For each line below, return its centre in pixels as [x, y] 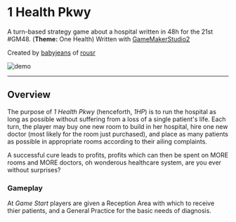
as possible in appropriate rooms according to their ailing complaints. [107, 141]
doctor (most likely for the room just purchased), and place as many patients [118, 134]
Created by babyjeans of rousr [52, 53]
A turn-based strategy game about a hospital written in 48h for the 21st [110, 32]
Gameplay [25, 188]
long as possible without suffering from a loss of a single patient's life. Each [117, 119]
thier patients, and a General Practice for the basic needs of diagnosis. [110, 211]
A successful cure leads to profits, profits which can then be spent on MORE [118, 155]
